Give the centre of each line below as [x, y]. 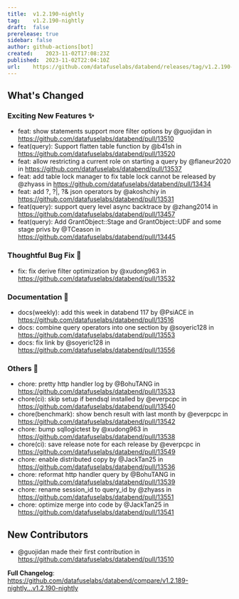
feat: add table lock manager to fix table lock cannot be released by [117, 177]
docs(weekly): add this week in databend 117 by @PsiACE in [106, 312]
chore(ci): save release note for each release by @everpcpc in [109, 444]
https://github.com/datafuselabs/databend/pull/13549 [96, 452]
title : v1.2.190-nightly [46, 14]
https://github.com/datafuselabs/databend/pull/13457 [96, 215]
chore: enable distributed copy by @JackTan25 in [90, 460]
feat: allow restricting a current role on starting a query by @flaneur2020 [124, 161]
